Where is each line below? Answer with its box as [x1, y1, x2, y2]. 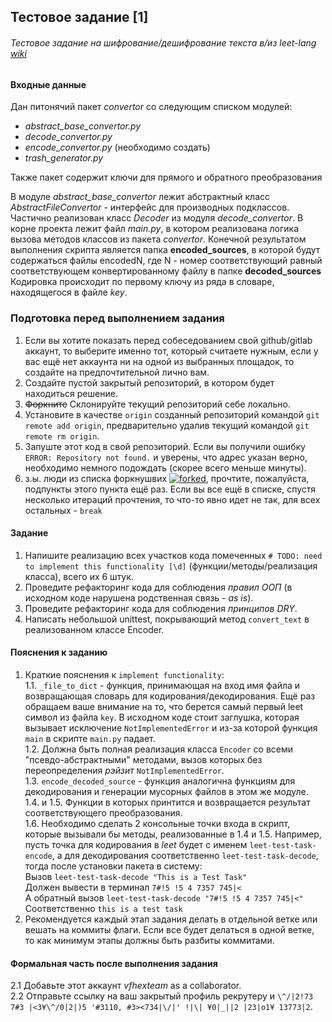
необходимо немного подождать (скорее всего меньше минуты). [24, 461, 307, 474]
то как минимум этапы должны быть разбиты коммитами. [24, 934, 275, 946]
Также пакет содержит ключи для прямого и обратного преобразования [10, 171, 323, 184]
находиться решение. [24, 387, 118, 399]
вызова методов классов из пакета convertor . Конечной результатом [10, 233, 307, 245]
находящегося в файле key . [10, 286, 128, 299]
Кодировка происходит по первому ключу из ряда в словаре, [10, 276, 275, 288]
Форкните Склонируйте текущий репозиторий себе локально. [24, 398, 291, 410]
